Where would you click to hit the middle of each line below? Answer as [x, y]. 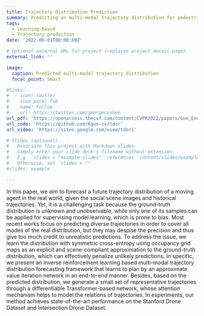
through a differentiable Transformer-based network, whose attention [93, 288]
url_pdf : [17, 118]
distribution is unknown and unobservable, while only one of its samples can [102, 211]
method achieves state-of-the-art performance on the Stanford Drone [93, 301]
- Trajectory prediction [43, 35]
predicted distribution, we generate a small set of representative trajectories [101, 282]
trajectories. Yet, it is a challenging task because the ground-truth [88, 204]
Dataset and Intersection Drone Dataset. [56, 307]
